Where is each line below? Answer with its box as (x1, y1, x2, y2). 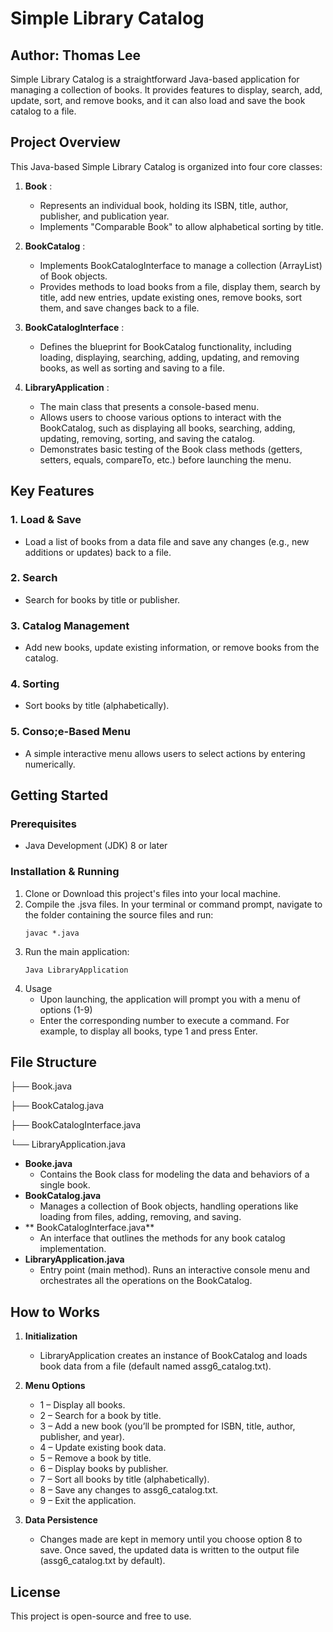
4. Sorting (10, 677, 60, 691)
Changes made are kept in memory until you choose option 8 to (39, 1533, 303, 1546)
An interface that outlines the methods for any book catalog (39, 1232, 286, 1244)
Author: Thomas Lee (10, 47, 141, 64)
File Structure (10, 1054, 97, 1071)
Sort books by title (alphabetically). (24, 700, 170, 712)
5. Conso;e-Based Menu (10, 725, 131, 739)
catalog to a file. (10, 105, 77, 117)
